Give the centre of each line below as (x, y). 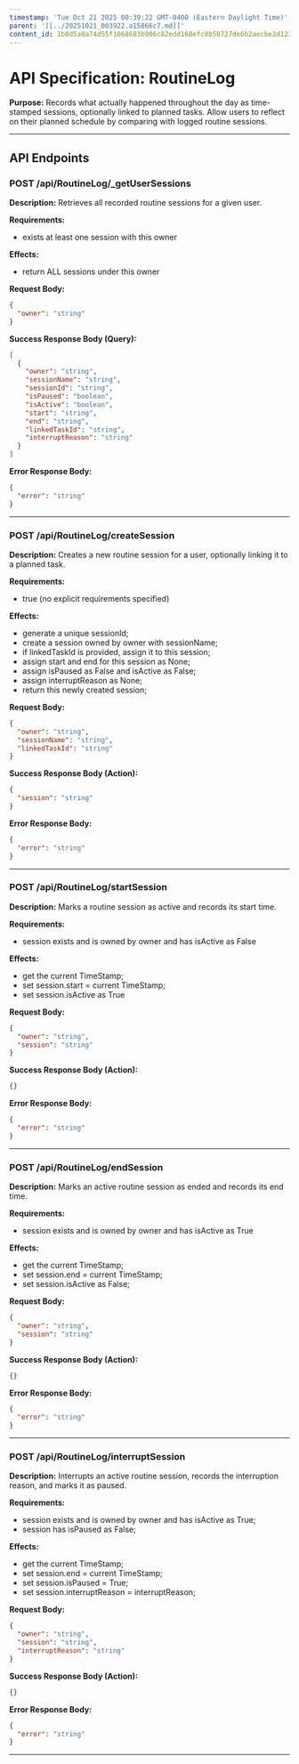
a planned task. (37, 564)
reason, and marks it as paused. (68, 1485)
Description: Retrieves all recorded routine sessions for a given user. (136, 202)
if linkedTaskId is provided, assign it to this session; (116, 651)
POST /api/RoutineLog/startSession (88, 887)
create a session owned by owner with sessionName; (120, 643)
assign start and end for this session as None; (106, 661)
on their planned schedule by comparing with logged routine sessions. (138, 122)
